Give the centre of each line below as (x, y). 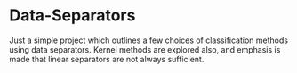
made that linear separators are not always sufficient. (107, 59)
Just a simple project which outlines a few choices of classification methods (149, 40)
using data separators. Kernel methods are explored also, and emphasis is (145, 49)
